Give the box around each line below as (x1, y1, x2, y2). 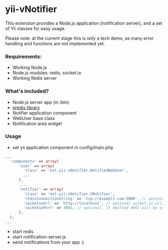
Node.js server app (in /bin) (12, 99, 69, 105)
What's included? (5, 88, 49, 95)
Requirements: (5, 53, 42, 60)
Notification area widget (12, 120, 62, 127)
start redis (12, 228, 34, 234)
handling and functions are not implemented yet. (5, 40, 105, 46)
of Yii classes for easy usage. (5, 25, 66, 31)
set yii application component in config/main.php (12, 144, 113, 150)
